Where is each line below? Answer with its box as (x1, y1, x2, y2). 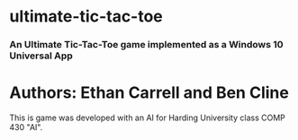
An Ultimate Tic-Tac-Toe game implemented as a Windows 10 (9, 39, 284, 51)
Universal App (9, 49, 74, 62)
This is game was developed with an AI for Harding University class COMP (9, 112, 285, 123)
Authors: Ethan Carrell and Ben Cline (9, 83, 290, 103)
